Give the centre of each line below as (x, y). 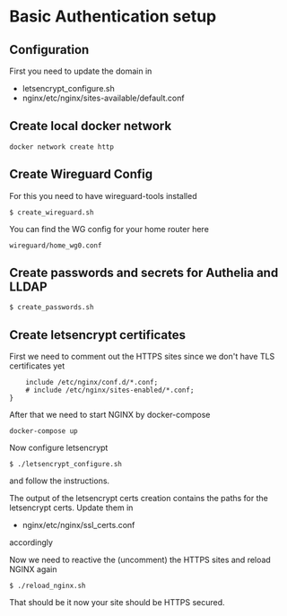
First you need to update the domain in (81, 71)
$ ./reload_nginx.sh (48, 586)
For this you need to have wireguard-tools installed (103, 195)
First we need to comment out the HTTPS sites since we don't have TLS (142, 357)
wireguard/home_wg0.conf (56, 245)
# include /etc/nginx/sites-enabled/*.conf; (110, 390)
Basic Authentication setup (113, 17)
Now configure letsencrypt (59, 448)
